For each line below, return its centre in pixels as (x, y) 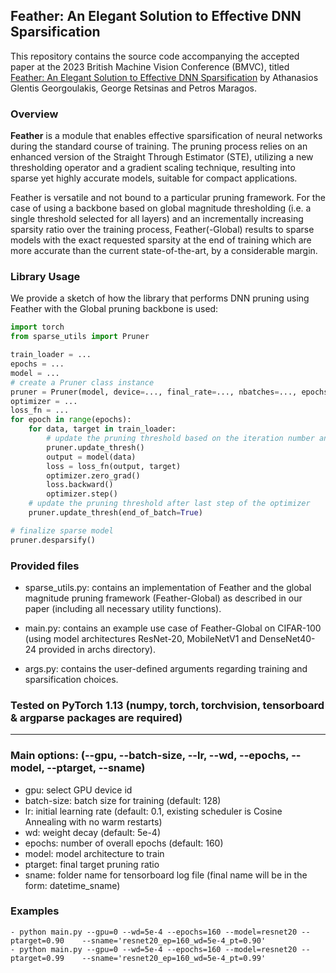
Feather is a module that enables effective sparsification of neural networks (166, 136)
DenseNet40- (287, 638)
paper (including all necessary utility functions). (123, 608)
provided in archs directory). (97, 649)
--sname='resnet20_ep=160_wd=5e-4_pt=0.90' (174, 940)
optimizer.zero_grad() (93, 475)
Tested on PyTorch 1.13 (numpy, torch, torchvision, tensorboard (167, 705)
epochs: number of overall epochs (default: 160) (124, 843)
